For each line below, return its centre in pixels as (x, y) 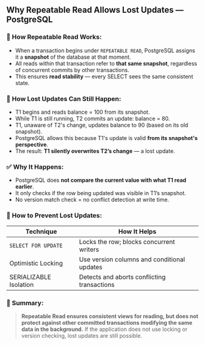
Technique (41, 231)
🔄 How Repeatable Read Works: (54, 37)
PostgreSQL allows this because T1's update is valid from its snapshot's (106, 138)
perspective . (32, 144)
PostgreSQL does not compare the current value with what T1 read (101, 180)
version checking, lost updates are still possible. (81, 335)
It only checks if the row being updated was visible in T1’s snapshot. (100, 193)
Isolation (22, 284)
